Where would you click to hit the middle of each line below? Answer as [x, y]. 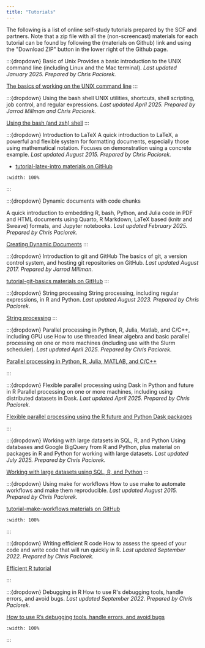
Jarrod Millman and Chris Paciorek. [51, 111]
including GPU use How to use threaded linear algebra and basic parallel [98, 336]
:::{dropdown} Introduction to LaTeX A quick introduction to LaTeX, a [92, 135]
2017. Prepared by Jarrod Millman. [50, 269]
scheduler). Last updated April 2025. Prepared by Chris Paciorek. [89, 349]
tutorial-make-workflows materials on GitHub [63, 509]
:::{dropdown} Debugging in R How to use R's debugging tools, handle [95, 592]
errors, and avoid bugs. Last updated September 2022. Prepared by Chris [99, 598]
